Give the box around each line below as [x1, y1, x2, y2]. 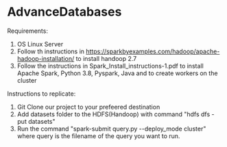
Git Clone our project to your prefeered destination [16, 103, 160, 111]
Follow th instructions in [16, 47, 84, 55]
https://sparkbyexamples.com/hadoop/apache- [85, 47, 220, 55]
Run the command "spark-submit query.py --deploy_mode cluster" [16, 124, 206, 133]
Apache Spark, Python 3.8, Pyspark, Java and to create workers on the [16, 69, 218, 77]
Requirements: [7, 27, 48, 35]
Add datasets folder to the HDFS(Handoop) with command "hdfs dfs [16, 110, 211, 118]
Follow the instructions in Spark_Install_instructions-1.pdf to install [16, 62, 204, 70]
